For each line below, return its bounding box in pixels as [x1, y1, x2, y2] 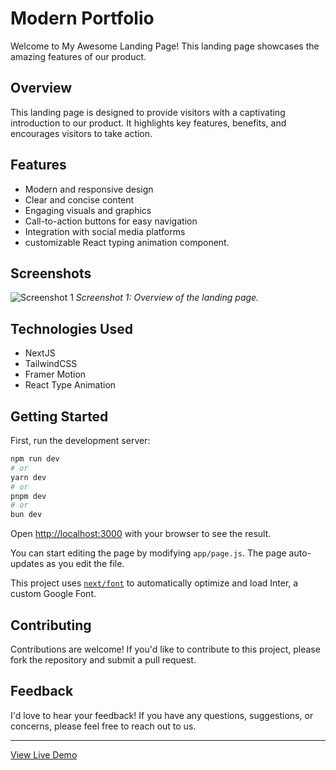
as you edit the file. [46, 558, 125, 570]
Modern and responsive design [24, 183, 154, 195]
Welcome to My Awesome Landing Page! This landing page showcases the [10, 40, 320, 52]
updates [10, 558, 45, 570]
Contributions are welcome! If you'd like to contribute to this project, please [10, 643, 321, 655]
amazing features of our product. [10, 50, 147, 62]
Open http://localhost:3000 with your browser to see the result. [10, 528, 272, 540]
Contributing [10, 617, 92, 634]
